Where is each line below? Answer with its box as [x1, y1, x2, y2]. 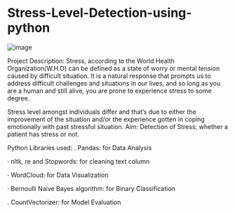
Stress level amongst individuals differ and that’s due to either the [7, 107, 196, 116]
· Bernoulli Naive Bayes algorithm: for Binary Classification [7, 184, 175, 192]
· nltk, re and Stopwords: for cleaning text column [7, 157, 150, 166]
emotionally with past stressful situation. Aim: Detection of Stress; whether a [7, 122, 228, 131]
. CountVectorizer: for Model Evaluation [7, 198, 121, 206]
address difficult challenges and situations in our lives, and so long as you [7, 79, 221, 87]
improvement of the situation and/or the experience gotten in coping [7, 114, 205, 124]
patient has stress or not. [7, 130, 79, 138]
